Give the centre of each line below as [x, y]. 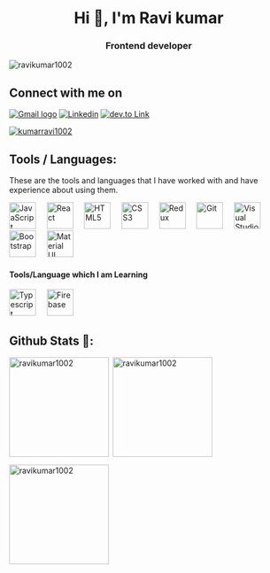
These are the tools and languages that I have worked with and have [134, 181]
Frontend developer [149, 46]
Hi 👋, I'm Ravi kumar [149, 18]
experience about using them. [64, 190]
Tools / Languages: [63, 159]
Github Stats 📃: [52, 341]
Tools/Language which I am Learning [78, 275]
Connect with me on [66, 93]
